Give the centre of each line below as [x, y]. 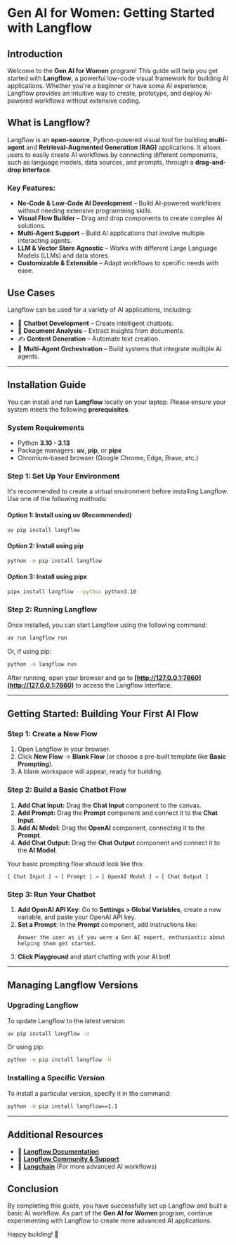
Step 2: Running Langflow [52, 609]
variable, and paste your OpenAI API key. [77, 917]
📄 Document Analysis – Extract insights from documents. [101, 330]
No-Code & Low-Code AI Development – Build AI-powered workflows [119, 203]
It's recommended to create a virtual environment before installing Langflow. [118, 491]
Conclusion [33, 1188]
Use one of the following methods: [57, 499]
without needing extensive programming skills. [85, 211]
